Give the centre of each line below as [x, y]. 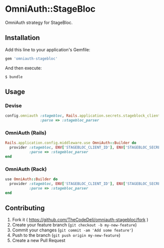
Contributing [25, 208]
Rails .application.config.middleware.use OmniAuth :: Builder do [71, 143]
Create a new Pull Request [39, 241]
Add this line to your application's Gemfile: [48, 49]
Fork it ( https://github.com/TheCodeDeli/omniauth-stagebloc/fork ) [80, 220]
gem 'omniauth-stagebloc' [31, 59]
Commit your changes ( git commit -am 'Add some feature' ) [72, 230]
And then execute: [23, 68]
